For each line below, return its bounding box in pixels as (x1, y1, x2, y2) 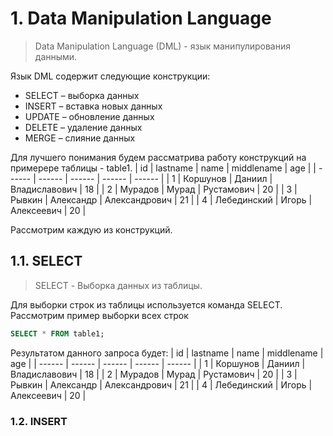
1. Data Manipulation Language (10, 7, 272, 30)
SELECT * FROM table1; (10, 328, 105, 339)
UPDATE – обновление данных (24, 110, 155, 122)
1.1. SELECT (10, 253, 83, 270)
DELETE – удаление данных (24, 121, 143, 133)
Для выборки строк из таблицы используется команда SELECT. (10, 298, 283, 311)
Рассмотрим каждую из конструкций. (10, 223, 173, 236)
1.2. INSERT (10, 414, 68, 428)
